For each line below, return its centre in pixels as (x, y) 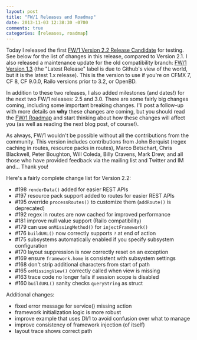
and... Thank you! (27, 167)
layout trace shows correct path (53, 331)
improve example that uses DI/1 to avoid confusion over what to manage (102, 319)
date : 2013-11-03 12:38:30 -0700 (47, 22)
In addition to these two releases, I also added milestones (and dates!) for (95, 93)
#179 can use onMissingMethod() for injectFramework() (81, 227)
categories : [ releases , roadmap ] (47, 34)
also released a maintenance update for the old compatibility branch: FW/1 (96, 63)
